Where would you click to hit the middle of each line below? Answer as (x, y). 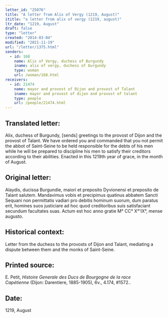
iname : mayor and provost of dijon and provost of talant (76, 94)
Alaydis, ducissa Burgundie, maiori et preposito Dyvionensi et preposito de (82, 190)
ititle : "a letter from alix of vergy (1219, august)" (63, 19)
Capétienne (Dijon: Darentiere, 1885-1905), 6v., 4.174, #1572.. (68, 282)
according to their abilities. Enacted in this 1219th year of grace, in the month (84, 156)
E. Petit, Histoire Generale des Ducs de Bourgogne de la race (68, 277)
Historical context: (35, 232)
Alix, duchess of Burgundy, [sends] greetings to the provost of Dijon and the (84, 135)
